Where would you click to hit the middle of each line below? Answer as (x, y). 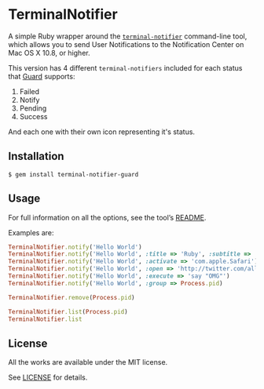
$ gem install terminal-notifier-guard (73, 174)
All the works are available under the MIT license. (88, 362)
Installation (36, 156)
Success (33, 116)
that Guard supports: (42, 76)
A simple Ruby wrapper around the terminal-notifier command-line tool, (128, 36)
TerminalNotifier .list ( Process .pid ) (68, 311)
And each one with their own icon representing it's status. (101, 132)
